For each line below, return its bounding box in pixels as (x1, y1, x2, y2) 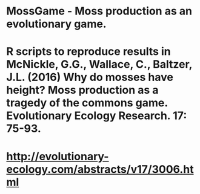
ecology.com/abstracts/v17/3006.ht (6, 162, 194, 176)
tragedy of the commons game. (6, 96, 168, 110)
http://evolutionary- (6, 149, 109, 163)
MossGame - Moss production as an (6, 4, 193, 18)
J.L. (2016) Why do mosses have (6, 71, 174, 84)
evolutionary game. (6, 17, 107, 31)
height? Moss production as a (6, 83, 159, 97)
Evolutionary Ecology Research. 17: (6, 109, 187, 123)
